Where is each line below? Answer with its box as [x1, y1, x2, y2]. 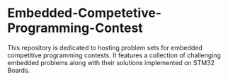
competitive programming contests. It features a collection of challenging [7, 51, 222, 59]
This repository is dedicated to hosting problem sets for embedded [7, 43, 203, 52]
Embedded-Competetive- [7, 5, 161, 21]
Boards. [7, 66, 30, 74]
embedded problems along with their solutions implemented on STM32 [7, 58, 215, 67]
